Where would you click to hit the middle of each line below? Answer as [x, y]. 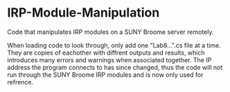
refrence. [20, 82]
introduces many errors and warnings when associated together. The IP [109, 59]
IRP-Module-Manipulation [83, 13]
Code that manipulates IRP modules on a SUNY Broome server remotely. [110, 32]
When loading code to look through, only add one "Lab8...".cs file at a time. [114, 45]
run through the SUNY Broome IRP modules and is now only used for [105, 75]
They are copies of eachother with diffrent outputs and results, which [106, 53]
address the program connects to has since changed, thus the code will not [115, 67]
